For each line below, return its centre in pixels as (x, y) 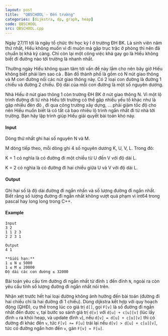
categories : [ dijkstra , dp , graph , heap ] (49, 19)
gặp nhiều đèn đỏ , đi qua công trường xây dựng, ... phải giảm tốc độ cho (81, 105)
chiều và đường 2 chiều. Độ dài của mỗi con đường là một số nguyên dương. (84, 85)
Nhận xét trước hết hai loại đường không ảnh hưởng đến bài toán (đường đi (82, 296)
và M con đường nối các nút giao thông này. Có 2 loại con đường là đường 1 (83, 79)
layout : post (19, 10)
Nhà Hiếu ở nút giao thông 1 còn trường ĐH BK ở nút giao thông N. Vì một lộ (83, 95)
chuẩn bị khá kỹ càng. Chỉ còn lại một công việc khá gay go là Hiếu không (82, 54)
